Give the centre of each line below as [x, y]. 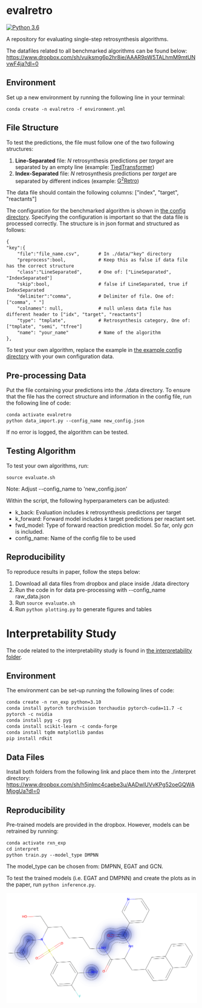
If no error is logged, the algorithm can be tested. [67, 432]
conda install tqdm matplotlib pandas [55, 733]
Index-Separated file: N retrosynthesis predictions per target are [96, 173]
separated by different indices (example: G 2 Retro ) [77, 181]
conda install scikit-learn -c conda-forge [62, 727]
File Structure [32, 128]
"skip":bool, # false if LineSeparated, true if [103, 284]
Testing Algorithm [41, 451]
